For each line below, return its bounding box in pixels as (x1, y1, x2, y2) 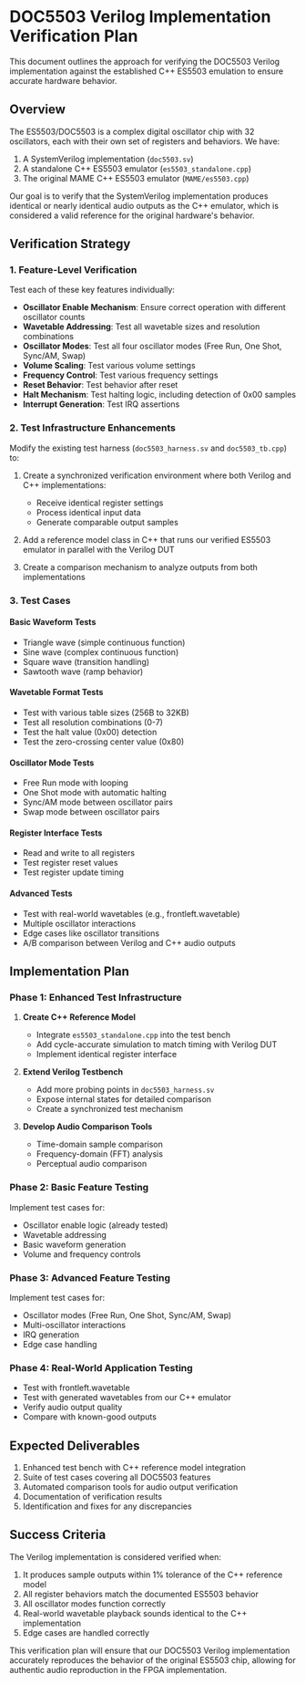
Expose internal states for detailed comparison (36, 1094, 212, 1105)
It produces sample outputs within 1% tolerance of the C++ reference (22, 1569, 283, 1580)
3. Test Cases (9, 594, 71, 607)
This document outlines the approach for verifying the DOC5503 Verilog (9, 56, 280, 67)
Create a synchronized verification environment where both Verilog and (22, 470, 291, 481)
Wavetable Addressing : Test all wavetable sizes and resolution (22, 321, 260, 332)
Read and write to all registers (22, 847, 135, 858)
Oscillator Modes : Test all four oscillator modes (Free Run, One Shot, (22, 340, 282, 352)
